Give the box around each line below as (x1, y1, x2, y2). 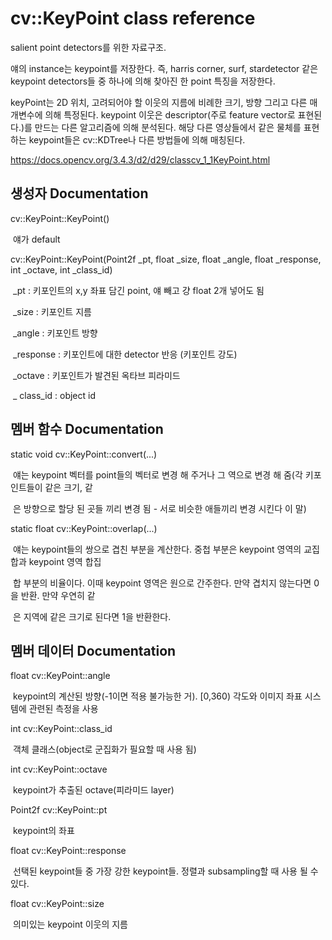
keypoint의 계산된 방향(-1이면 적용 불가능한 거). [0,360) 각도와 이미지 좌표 (12, 690, 303, 702)
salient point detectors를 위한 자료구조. (10, 41, 167, 53)
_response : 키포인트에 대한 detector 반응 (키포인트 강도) (12, 348, 238, 360)
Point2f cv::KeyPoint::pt (10, 804, 108, 816)
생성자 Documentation (10, 185, 149, 202)
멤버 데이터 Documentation (10, 642, 177, 659)
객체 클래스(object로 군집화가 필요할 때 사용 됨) (12, 743, 197, 756)
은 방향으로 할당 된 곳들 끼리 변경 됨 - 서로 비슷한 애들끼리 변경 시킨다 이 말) (12, 502, 307, 514)
